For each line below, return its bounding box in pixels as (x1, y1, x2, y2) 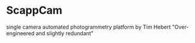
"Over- (172, 23, 189, 30)
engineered (6, 29, 35, 36)
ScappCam (6, 4, 63, 17)
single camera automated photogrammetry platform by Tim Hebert (6, 23, 171, 30)
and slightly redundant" (35, 29, 94, 36)
